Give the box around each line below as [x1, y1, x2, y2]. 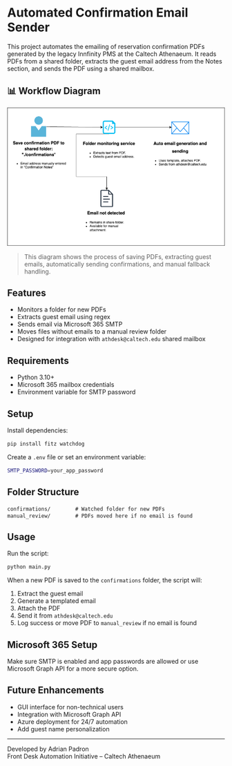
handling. [23, 267, 51, 276]
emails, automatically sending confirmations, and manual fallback [23, 260, 211, 268]
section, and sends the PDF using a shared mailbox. [7, 64, 155, 73]
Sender [7, 19, 50, 35]
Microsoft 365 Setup [7, 639, 98, 651]
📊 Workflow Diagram [7, 85, 101, 97]
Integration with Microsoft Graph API [17, 710, 122, 718]
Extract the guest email [17, 589, 84, 598]
